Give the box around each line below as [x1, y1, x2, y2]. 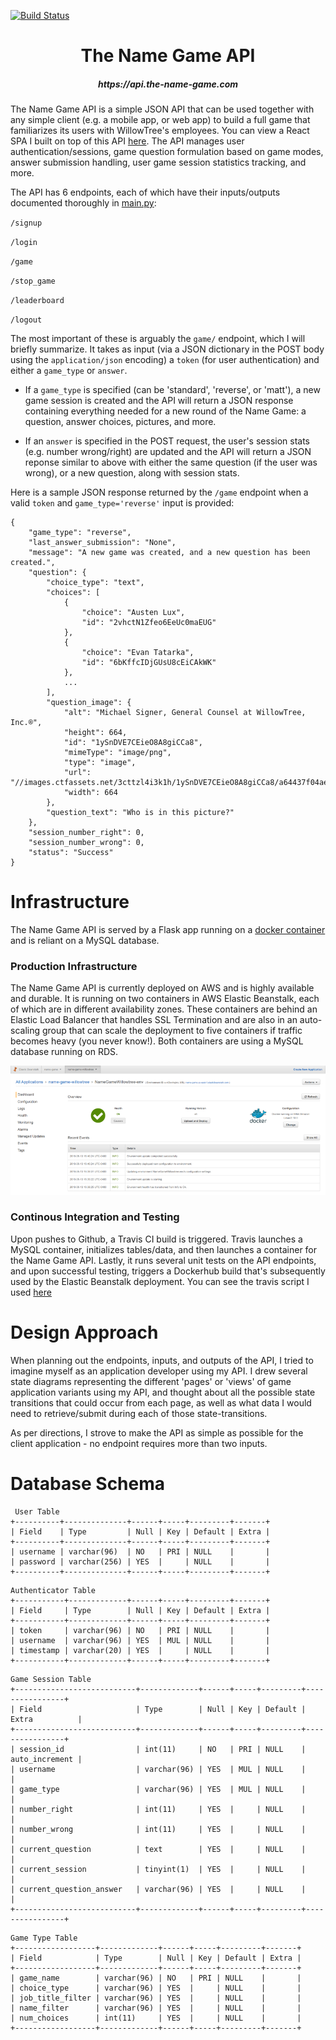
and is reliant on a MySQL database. [10, 935, 160, 947]
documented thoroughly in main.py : [10, 197, 157, 209]
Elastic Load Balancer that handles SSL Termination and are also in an [10, 1014, 298, 1026]
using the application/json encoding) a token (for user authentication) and [10, 354, 320, 366]
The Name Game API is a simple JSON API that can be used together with [10, 103, 315, 115]
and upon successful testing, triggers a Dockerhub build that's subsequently [10, 1265, 326, 1277]
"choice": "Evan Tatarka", [81, 648, 195, 658]
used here [10, 1286, 52, 1298]
